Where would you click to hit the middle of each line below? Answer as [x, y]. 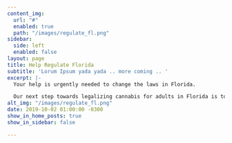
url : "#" [26, 20]
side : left [29, 46]
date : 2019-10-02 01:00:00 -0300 [55, 110]
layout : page [26, 59]
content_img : [26, 13]
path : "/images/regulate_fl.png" [61, 33]
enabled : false [35, 53]
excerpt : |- [24, 78]
